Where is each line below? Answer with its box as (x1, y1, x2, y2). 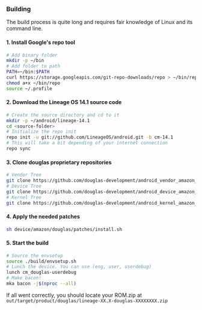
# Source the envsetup (6, 252, 63, 259)
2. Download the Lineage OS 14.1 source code (6, 99, 122, 106)
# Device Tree (6, 183, 42, 189)
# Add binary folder (6, 52, 58, 58)
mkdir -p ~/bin (6, 58, 44, 64)
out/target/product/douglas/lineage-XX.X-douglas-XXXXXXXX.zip (6, 297, 168, 304)
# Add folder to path (6, 63, 61, 69)
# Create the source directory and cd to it (6, 112, 120, 118)
